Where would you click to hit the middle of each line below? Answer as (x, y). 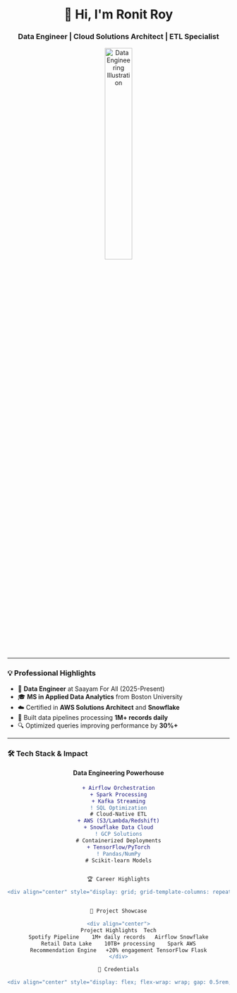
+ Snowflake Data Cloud (119, 827)
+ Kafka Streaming (119, 801)
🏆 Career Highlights (119, 879)
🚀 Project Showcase (119, 911)
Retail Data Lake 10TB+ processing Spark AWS (119, 943)
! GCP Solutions (119, 834)
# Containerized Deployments (119, 840)
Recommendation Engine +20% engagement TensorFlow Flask (119, 950)
